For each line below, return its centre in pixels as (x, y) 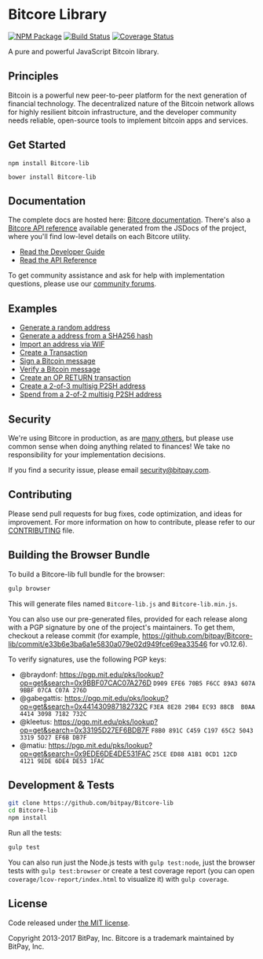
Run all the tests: (35, 832)
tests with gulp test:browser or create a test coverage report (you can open (131, 870)
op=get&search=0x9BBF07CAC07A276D (85, 683)
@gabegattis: (41, 698)
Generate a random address (65, 327)
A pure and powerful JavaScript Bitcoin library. (84, 51)
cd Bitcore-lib (33, 811)
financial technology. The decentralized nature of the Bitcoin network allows (131, 103)
